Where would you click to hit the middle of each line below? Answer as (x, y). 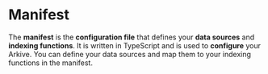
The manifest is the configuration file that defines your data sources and (132, 37)
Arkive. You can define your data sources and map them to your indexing (130, 54)
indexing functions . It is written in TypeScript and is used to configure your (134, 45)
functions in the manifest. (50, 63)
